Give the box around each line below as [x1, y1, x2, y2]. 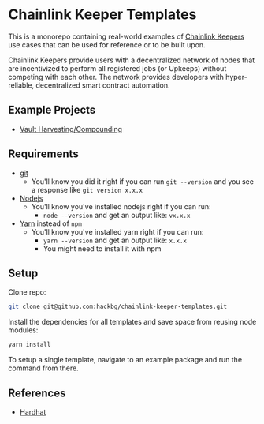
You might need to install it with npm [43, 243, 162, 253]
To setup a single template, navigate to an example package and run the [8, 355, 243, 365]
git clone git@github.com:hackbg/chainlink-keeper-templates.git [8, 302, 227, 311]
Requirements [8, 148, 79, 161]
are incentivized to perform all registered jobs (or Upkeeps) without [8, 63, 227, 73]
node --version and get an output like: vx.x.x [43, 210, 191, 220]
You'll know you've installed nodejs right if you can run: [31, 201, 211, 211]
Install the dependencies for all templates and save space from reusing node [8, 317, 257, 327]
